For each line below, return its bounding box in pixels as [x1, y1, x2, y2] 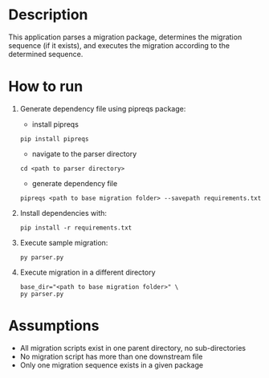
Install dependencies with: [19, 208, 107, 217]
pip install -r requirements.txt [19, 223, 132, 232]
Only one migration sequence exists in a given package [19, 360, 203, 370]
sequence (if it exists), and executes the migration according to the [8, 40, 230, 50]
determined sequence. [8, 49, 84, 59]
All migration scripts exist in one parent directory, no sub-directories [19, 343, 247, 352]
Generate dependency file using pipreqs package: [19, 104, 186, 113]
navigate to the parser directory [31, 148, 137, 158]
